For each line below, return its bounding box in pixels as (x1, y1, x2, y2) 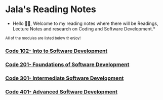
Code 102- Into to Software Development (5, 47, 108, 54)
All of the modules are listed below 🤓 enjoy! (5, 36, 81, 41)
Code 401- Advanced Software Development (5, 88, 118, 95)
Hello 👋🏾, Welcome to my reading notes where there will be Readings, (12, 20, 158, 26)
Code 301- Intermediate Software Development (5, 75, 124, 82)
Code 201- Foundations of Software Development (5, 61, 130, 68)
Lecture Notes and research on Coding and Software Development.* (12, 25, 155, 31)
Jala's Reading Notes (5, 4, 96, 15)
